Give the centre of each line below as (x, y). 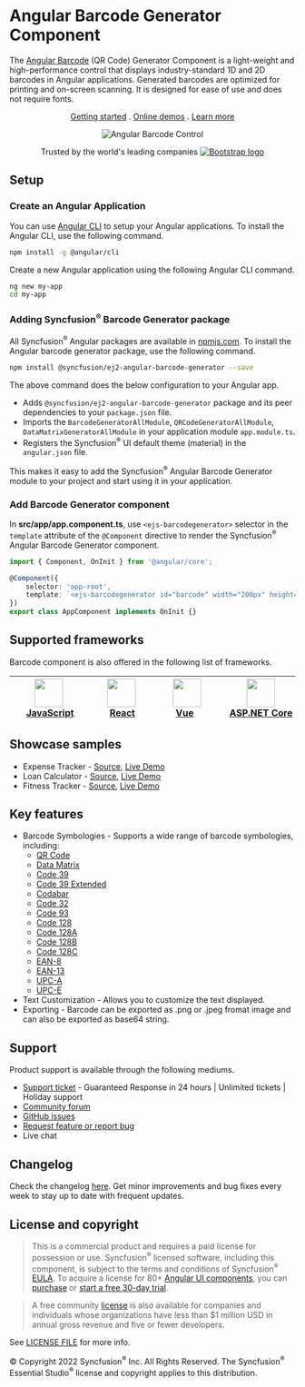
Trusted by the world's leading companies (119, 152)
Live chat (39, 1135)
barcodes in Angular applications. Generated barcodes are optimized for (145, 79)
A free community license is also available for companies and (146, 1305)
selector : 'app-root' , (69, 587)
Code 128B (56, 942)
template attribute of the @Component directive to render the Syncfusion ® (143, 535)
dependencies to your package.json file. (97, 412)
